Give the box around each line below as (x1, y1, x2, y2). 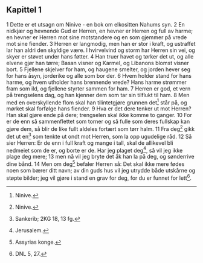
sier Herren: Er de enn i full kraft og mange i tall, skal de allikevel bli (6, 139, 173, 147)
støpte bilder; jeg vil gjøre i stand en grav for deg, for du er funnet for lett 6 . (6, 173, 192, 182)
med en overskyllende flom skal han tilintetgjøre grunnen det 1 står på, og (6, 98, 187, 106)
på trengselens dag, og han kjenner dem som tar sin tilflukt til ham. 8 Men (6, 91, 190, 98)
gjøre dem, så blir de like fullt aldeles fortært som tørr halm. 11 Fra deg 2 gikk (6, 124, 195, 133)
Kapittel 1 (6, 5, 42, 15)
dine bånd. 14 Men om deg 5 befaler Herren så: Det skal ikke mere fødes (6, 159, 185, 168)
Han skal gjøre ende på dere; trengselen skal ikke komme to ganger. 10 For (6, 112, 192, 119)
